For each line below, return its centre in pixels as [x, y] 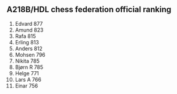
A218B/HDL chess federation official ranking [89, 10]
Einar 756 [26, 86]
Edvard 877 [29, 23]
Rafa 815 [26, 36]
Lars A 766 [28, 79]
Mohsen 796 [30, 54]
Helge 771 [27, 73]
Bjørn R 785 [29, 67]
